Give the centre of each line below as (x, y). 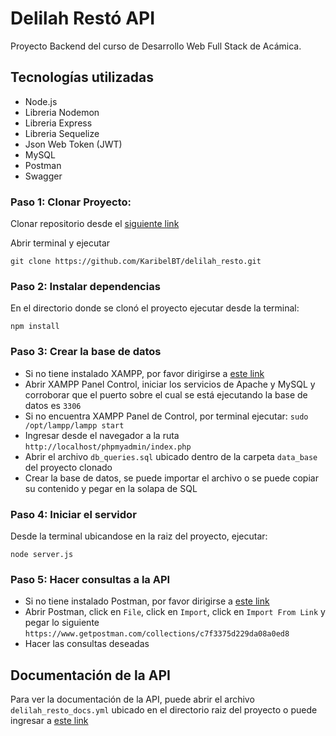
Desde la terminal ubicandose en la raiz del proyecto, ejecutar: (139, 536)
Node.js (41, 101)
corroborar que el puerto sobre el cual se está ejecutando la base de (166, 394)
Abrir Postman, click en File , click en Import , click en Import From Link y (175, 612)
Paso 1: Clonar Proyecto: (71, 202)
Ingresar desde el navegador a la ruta (102, 435)
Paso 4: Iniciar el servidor (73, 514)
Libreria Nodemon (62, 112)
